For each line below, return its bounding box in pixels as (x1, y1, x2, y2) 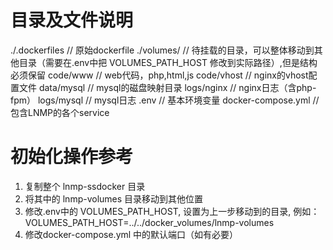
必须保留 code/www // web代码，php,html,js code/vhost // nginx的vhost (10, 69, 309, 81)
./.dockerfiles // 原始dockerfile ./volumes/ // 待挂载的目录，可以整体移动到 (10, 44, 315, 56)
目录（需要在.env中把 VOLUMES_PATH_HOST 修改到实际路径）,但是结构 (18, 56, 318, 68)
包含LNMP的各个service (10, 106, 110, 118)
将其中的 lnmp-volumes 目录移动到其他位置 (24, 192, 204, 205)
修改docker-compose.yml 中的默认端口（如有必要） (24, 228, 239, 240)
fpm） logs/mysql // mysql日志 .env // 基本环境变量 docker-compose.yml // (10, 94, 320, 106)
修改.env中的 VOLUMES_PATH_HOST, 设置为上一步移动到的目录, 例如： (24, 205, 320, 217)
